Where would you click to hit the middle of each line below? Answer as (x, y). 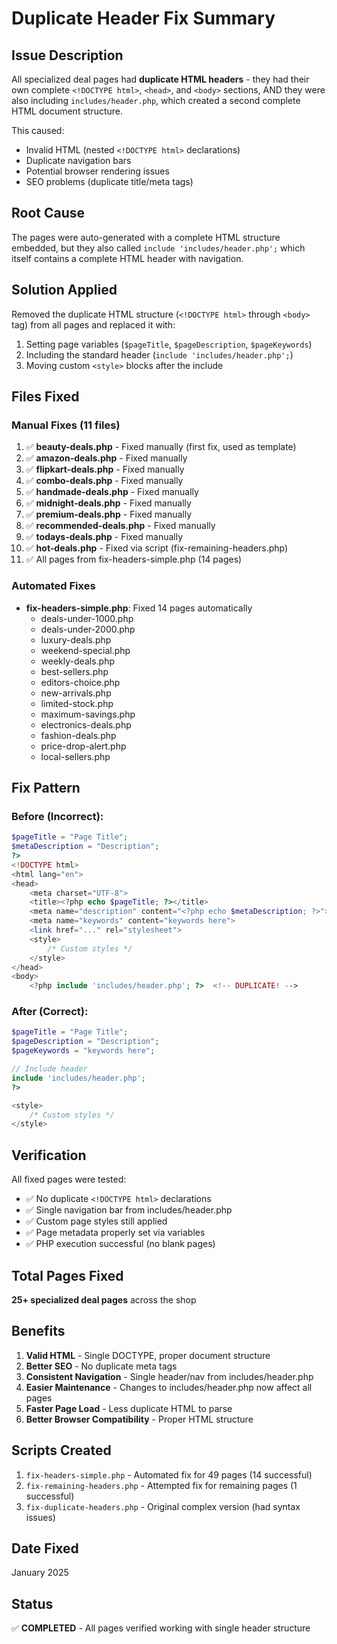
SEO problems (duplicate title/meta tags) (109, 181)
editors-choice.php (80, 682)
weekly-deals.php (77, 661)
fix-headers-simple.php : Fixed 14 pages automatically (139, 608)
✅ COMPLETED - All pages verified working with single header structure (161, 1628)
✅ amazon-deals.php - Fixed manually (106, 458)
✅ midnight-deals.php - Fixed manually (108, 503)
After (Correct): (50, 1012)
